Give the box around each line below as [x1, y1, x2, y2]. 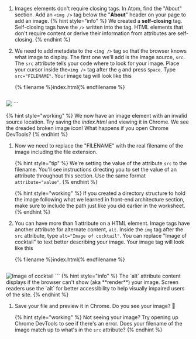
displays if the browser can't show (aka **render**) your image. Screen [6, 279, 179, 286]
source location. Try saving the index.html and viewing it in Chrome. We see [6, 118, 189, 125]
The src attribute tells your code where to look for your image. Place [14, 60, 180, 67]
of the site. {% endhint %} [6, 291, 69, 298]
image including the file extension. [14, 149, 98, 155]
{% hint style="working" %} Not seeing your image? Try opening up [14, 314, 178, 321]
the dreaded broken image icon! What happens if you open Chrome [6, 125, 169, 131]
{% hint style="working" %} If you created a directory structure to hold [14, 190, 185, 197]
